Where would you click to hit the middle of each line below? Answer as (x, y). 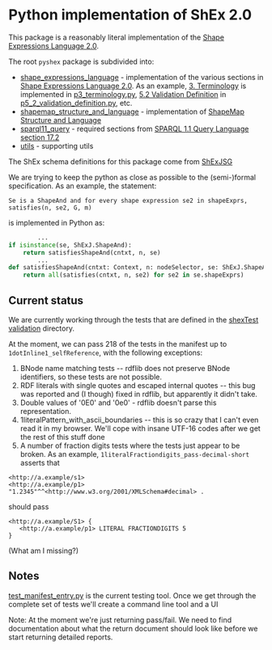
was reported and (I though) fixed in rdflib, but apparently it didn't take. (138, 394)
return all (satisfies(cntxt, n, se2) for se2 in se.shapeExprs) (134, 275)
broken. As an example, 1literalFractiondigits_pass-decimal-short (134, 454)
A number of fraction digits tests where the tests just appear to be (130, 445)
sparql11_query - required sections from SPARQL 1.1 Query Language (134, 129)
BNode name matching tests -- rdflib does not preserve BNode (125, 368)
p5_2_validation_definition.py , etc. (76, 103)
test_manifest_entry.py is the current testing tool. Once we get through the (132, 595)
